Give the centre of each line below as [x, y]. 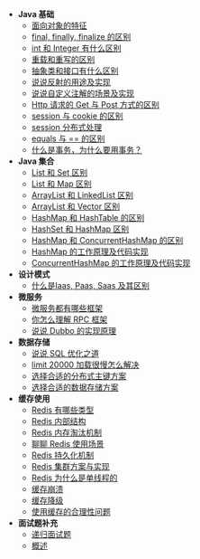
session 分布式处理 [66, 127]
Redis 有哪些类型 [63, 410]
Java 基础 [36, 14]
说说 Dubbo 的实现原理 [74, 331]
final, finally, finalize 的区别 [81, 37]
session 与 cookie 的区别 [77, 116]
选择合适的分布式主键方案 [79, 376]
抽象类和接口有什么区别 [75, 71]
